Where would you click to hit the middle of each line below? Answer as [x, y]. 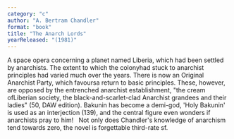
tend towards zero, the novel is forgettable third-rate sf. [88, 128]
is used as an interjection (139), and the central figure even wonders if [109, 113]
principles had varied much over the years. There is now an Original [106, 75]
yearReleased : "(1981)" [42, 40]
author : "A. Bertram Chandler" [53, 20]
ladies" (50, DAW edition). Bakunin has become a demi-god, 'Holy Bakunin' [116, 105]
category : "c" [28, 14]
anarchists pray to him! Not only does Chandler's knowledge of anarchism [117, 120]
